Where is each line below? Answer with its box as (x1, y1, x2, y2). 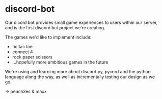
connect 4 (12, 49, 33, 55)
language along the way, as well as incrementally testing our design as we (5, 74, 155, 79)
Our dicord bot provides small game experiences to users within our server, (5, 20, 158, 25)
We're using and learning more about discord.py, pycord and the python (5, 68, 151, 74)
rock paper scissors (12, 54, 53, 59)
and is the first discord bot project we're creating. (5, 24, 106, 30)
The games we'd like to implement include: (5, 34, 92, 40)
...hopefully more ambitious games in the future (12, 59, 108, 65)
